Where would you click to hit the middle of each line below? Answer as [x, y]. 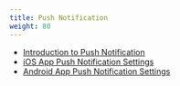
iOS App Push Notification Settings [88, 62]
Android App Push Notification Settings [96, 71]
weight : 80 [30, 26]
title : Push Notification [58, 18]
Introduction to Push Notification [84, 52]
